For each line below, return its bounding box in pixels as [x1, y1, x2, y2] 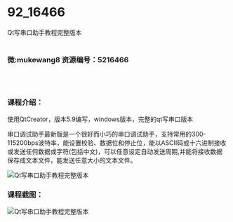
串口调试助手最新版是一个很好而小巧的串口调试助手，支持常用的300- [7, 130, 206, 138]
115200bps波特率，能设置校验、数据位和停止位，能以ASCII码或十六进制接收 [7, 138, 227, 147]
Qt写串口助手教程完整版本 [7, 28, 82, 36]
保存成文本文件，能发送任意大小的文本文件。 [7, 155, 137, 165]
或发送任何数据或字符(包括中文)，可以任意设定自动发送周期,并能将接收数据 [7, 147, 223, 155]
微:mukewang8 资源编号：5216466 [7, 55, 129, 64]
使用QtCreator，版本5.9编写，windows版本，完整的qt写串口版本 [7, 115, 194, 123]
